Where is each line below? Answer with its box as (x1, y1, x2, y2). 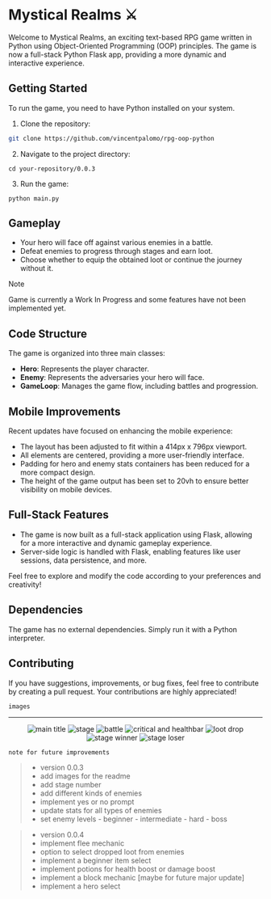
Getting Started (8, 82, 88, 95)
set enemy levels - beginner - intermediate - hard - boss (40, 814, 227, 824)
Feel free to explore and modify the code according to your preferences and (8, 571, 261, 580)
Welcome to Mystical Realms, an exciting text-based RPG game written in (8, 32, 252, 42)
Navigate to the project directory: (19, 149, 131, 158)
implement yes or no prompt (40, 796, 135, 806)
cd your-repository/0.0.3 (8, 164, 95, 173)
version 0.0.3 (40, 762, 84, 772)
